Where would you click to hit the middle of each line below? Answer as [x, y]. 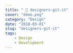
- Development [29, 43]
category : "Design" [26, 19]
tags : [11, 33]
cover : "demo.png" [24, 15]
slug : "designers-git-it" [32, 29]
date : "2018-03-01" [26, 24]
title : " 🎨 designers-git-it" [37, 10]
